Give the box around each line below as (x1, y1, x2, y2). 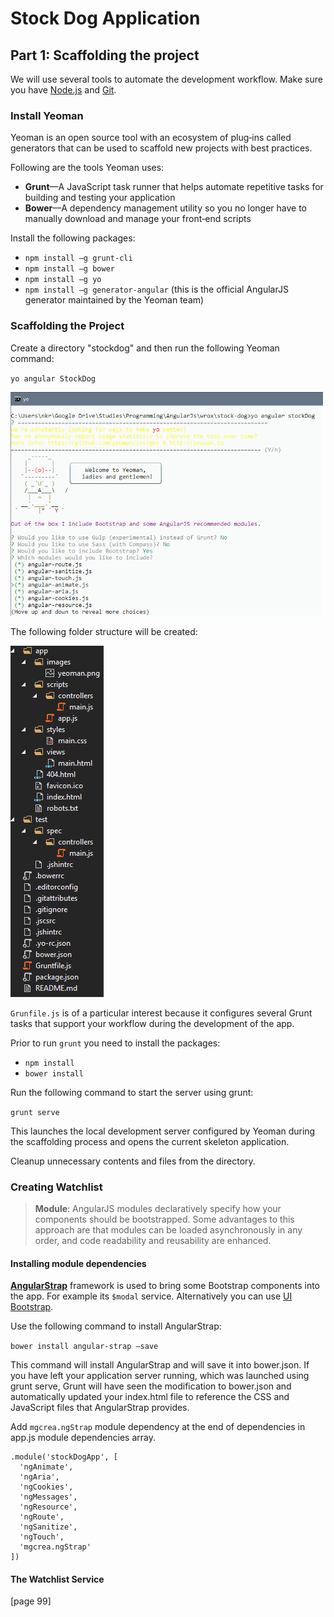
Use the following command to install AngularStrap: (10, 1320, 222, 1332)
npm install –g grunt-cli (24, 253, 133, 264)
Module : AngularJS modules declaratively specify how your (34, 1202, 282, 1214)
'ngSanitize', (19, 1522, 78, 1532)
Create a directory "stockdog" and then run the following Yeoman (10, 342, 280, 354)
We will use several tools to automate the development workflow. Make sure (10, 73, 323, 85)
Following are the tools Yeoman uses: (10, 162, 165, 174)
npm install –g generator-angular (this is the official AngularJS (24, 283, 289, 296)
